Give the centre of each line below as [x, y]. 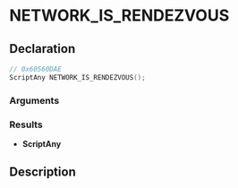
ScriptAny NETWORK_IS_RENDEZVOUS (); [77, 77]
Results [26, 124]
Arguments [34, 100]
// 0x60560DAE [36, 69]
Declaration [42, 49]
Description [42, 172]
